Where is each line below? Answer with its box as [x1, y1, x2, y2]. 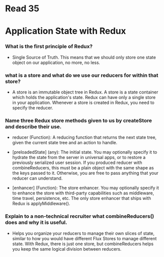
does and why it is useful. [5, 219, 67, 226]
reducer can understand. [12, 175, 63, 181]
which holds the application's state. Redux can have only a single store [12, 94, 156, 100]
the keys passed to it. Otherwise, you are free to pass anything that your [12, 170, 159, 176]
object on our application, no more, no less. [12, 60, 101, 65]
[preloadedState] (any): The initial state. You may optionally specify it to [12, 149, 157, 155]
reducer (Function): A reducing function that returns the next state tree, [12, 134, 157, 140]
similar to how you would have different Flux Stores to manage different [12, 235, 157, 241]
